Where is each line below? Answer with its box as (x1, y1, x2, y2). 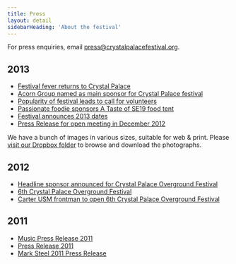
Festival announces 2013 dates (17, 112, 108, 121)
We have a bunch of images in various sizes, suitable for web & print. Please (7, 133, 230, 142)
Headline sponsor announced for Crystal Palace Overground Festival (17, 180, 218, 188)
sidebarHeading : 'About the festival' (7, 23, 122, 30)
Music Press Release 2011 (17, 234, 93, 242)
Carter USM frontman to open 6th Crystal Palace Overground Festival (17, 195, 220, 203)
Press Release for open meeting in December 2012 (17, 119, 166, 128)
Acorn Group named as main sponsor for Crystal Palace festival (17, 90, 203, 98)
